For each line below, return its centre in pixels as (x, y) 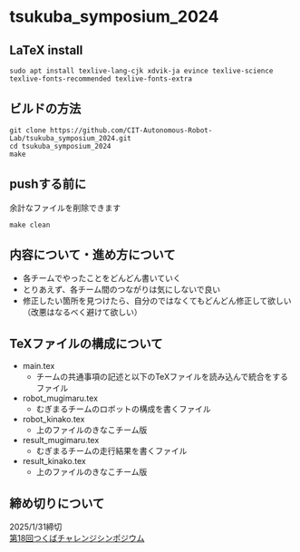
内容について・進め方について (92, 255)
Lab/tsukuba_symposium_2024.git (70, 138)
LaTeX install (46, 50)
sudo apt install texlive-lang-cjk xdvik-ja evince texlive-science (141, 71)
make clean (30, 225)
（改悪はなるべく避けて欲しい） (82, 312)
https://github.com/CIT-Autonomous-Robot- (131, 130)
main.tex (39, 366)
